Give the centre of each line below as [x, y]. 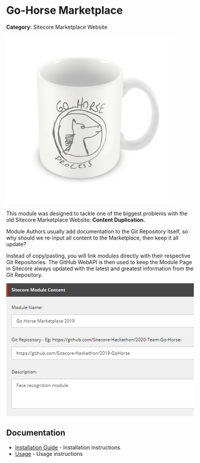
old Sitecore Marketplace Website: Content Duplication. [76, 220]
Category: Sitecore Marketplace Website [57, 27]
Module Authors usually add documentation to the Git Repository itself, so [97, 231]
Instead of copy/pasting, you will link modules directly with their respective [98, 256]
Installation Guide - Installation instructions [68, 447]
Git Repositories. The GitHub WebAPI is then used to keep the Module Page [99, 262]
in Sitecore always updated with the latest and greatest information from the [100, 268]
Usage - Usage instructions [49, 453]
